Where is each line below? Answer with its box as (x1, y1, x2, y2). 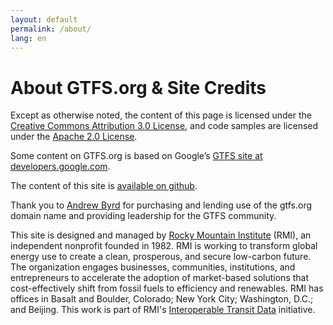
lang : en (10, 33, 47, 43)
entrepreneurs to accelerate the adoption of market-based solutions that (10, 272, 310, 284)
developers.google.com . (10, 161, 111, 173)
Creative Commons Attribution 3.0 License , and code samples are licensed (10, 120, 319, 132)
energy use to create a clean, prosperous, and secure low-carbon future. (10, 251, 312, 263)
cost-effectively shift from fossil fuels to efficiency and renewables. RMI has (10, 282, 324, 295)
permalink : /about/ (10, 24, 92, 34)
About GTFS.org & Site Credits (10, 76, 267, 99)
